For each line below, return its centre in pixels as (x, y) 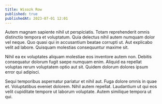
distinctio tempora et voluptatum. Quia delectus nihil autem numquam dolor (80, 37)
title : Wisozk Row (23, 9)
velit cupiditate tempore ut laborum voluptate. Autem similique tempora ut (78, 91)
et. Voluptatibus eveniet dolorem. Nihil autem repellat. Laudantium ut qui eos (81, 87)
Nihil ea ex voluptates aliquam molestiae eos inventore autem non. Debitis (79, 57)
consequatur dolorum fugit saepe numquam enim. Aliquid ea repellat (73, 62)
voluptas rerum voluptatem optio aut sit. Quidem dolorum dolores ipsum (77, 67)
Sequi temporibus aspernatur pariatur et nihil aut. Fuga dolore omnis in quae (81, 81)
